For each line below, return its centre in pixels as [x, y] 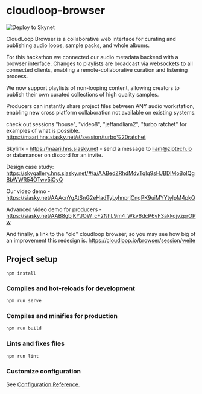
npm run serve [24, 301]
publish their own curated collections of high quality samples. [83, 94]
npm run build [24, 329]
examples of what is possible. [43, 130]
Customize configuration [44, 371]
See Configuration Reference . [43, 384]
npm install [21, 273]
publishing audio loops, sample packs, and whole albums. [78, 45]
